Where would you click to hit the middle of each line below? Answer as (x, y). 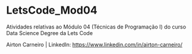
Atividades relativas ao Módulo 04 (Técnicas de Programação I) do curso (96, 27)
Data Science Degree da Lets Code (50, 33)
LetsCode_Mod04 (52, 10)
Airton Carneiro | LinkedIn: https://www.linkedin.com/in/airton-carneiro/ (94, 45)
